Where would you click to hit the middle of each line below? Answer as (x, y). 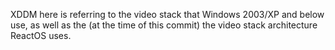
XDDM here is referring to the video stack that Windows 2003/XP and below (167, 14)
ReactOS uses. (41, 35)
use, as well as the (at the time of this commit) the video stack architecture (164, 25)
